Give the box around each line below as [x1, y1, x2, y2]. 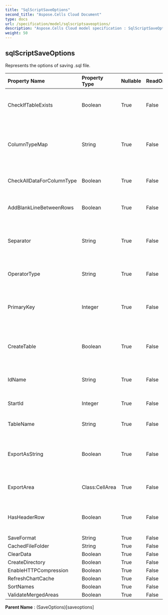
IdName [7, 376, 26, 383]
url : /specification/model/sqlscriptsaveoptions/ [5, 21, 111, 27]
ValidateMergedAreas [7, 591, 59, 598]
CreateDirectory [7, 558, 45, 565]
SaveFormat [7, 534, 36, 541]
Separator [7, 237, 31, 244]
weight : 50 [5, 31, 28, 36]
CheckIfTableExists [7, 101, 53, 108]
